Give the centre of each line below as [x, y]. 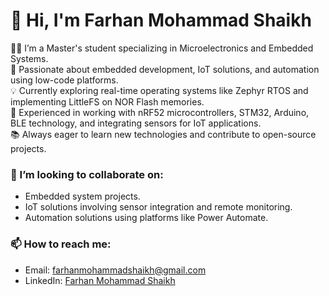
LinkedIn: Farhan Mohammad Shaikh [100, 280]
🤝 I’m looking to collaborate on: [87, 174]
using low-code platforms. [64, 80]
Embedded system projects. [82, 196]
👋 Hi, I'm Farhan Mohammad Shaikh [161, 20]
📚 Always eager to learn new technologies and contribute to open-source [163, 134]
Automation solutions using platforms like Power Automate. [146, 218]
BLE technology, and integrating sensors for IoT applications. [136, 123]
